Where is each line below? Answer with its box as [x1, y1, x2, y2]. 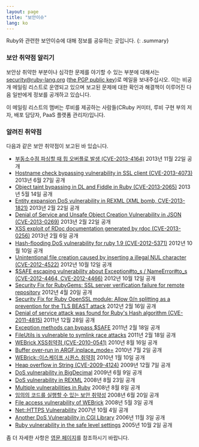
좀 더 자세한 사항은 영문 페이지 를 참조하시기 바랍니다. [6, 434, 129, 441]
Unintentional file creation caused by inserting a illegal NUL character [14, 253, 187, 261]
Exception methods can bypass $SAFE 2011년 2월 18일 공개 [14, 323, 161, 331]
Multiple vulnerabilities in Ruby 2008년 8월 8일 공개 [14, 383, 141, 391]
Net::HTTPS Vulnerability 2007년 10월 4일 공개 [14, 406, 129, 413]
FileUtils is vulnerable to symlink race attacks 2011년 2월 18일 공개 [14, 331, 176, 338]
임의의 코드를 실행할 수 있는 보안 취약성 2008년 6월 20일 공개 [14, 391, 159, 398]
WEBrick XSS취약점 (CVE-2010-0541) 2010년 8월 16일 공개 [14, 338, 158, 346]
